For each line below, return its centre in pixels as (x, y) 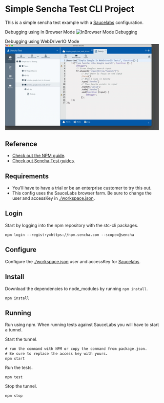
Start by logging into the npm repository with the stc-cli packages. (72, 225)
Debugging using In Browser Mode (40, 32)
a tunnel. (14, 330)
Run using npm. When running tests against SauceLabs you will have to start (82, 325)
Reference (21, 144)
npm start (15, 359)
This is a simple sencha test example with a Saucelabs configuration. (74, 22)
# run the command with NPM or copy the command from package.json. (76, 349)
